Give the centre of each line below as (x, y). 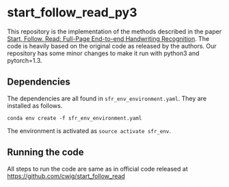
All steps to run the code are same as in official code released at (97, 169)
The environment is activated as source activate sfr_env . (89, 130)
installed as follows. (35, 105)
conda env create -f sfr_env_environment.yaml (75, 118)
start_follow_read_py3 (72, 13)
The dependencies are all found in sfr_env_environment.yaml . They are (107, 98)
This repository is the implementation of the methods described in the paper (114, 31)
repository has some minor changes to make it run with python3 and (103, 53)
